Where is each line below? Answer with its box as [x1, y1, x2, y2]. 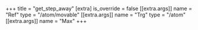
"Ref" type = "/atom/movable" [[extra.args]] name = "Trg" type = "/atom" [5, 11, 186, 18]
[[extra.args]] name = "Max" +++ [5, 18, 87, 24]
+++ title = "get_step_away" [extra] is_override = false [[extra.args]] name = [5, 5, 192, 12]
